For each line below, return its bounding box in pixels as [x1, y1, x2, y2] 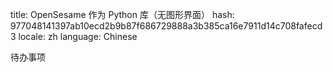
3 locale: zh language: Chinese [10, 31, 138, 42]
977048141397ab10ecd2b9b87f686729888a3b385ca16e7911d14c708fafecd [10, 20, 323, 32]
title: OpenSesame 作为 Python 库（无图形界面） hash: [10, 9, 235, 20]
